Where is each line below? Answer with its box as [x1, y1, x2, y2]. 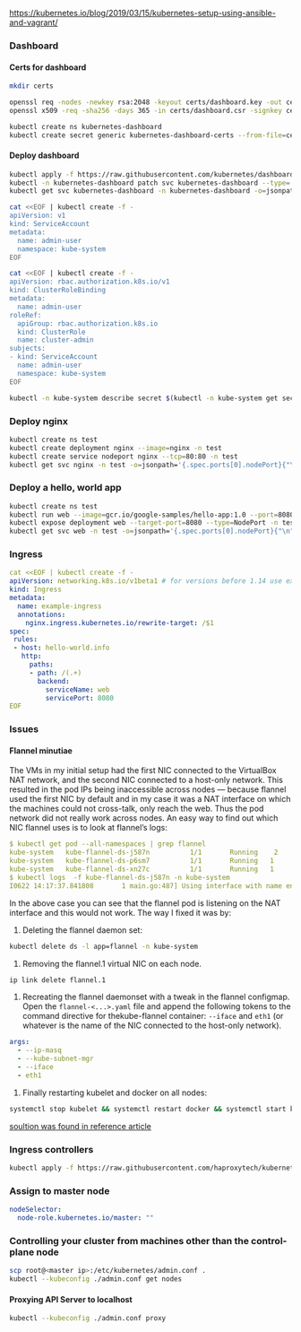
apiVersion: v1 [9, 211, 66, 221]
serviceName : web [45, 685, 110, 694]
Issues [9, 723, 39, 736]
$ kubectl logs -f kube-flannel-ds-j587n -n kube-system [9, 873, 230, 882]
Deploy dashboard [9, 150, 80, 161]
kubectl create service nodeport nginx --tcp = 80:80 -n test [9, 452, 239, 461]
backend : [37, 676, 70, 685]
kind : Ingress [9, 585, 63, 595]
